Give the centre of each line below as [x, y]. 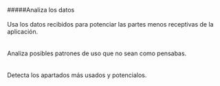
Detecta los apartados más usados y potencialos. [77, 75]
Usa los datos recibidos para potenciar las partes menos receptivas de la [110, 24]
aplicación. [23, 31]
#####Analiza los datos [41, 10]
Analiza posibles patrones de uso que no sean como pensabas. [97, 53]
